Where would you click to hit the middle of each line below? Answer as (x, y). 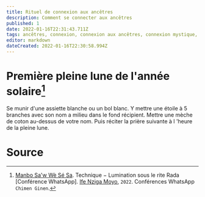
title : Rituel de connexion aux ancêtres (60, 12)
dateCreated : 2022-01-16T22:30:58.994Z (57, 46)
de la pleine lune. (28, 128)
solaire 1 (26, 90)
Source (25, 152)
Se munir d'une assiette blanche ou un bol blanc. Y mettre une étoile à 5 (97, 109)
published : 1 (23, 23)
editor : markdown (28, 40)
